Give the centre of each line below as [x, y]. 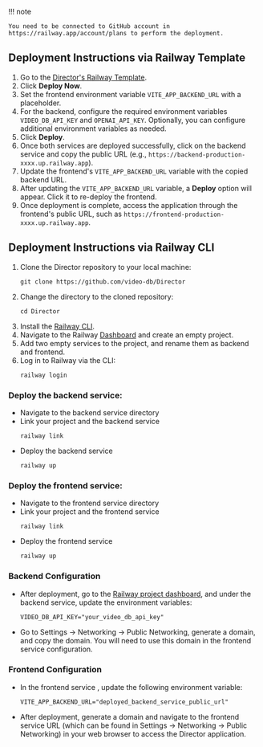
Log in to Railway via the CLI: [68, 360]
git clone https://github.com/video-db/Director [103, 282]
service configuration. [57, 649]
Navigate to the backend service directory [89, 412]
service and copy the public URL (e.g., [83, 154]
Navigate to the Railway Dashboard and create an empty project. [127, 335]
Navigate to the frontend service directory [89, 503]
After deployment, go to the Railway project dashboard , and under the [135, 594]
